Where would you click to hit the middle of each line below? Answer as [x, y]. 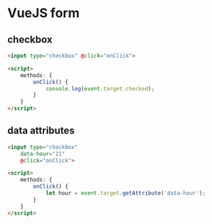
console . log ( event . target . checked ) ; [100, 88]
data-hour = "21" [43, 154]
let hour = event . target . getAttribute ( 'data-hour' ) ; [125, 193]
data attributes [41, 131]
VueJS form [44, 13]
